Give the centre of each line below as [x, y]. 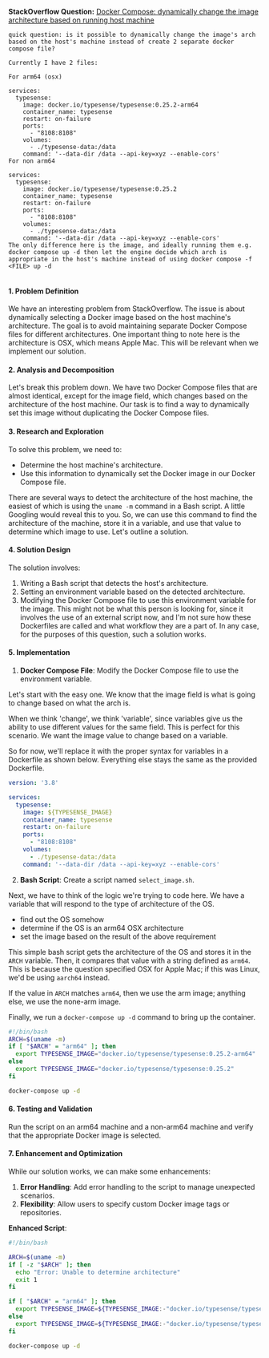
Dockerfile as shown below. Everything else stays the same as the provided [133, 760]
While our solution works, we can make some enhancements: [109, 1172]
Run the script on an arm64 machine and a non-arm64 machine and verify [131, 1126]
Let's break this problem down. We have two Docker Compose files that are [133, 387]
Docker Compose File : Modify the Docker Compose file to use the [129, 671]
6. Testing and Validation [50, 1109]
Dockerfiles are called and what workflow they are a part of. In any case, [139, 625]
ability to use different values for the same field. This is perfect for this [124, 727]
